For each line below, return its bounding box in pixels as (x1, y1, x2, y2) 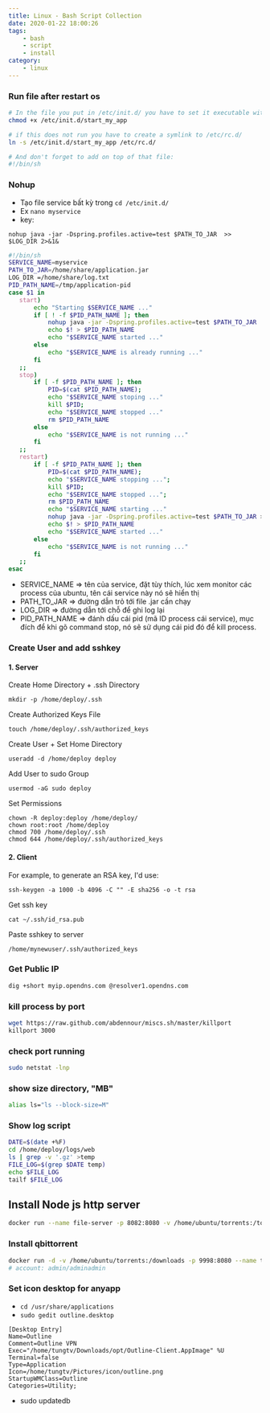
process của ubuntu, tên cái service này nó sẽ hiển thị (19, 588, 199, 598)
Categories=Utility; (8, 1382, 78, 1390)
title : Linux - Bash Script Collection (8, 11, 142, 20)
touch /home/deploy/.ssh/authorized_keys (8, 725, 149, 734)
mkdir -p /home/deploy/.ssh (8, 696, 103, 704)
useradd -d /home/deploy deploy (8, 755, 117, 764)
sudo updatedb (19, 1395, 71, 1405)
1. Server (8, 662, 39, 672)
